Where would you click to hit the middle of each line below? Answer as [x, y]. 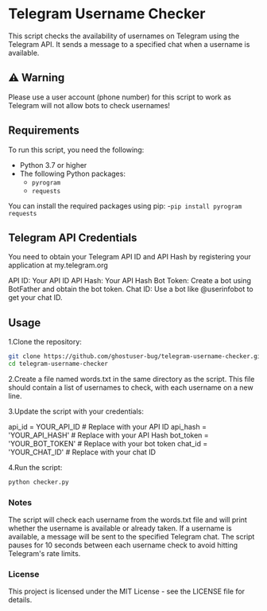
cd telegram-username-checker [58, 364]
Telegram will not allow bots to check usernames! [89, 105]
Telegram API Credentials [73, 237]
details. [20, 600]
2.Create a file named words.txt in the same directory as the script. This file [132, 379]
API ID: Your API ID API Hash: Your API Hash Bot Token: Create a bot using [130, 281]
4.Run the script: [35, 467]
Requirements [44, 131]
